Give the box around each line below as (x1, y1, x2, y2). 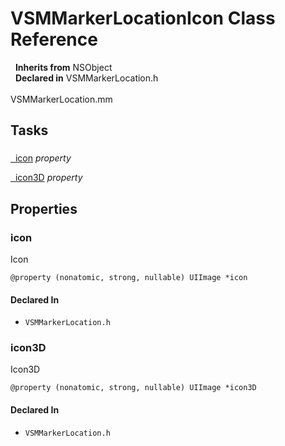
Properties (10, 200, 78, 217)
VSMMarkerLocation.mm (10, 93, 113, 105)
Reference (10, 28, 98, 51)
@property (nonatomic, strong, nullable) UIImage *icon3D (10, 383, 257, 393)
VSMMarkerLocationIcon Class (10, 7, 276, 30)
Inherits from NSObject (14, 61, 113, 73)
